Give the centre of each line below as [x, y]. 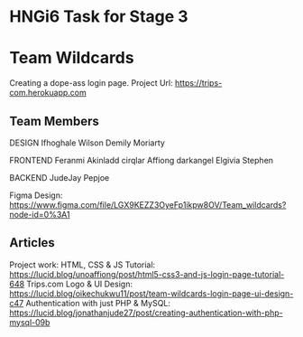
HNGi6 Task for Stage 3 [99, 17]
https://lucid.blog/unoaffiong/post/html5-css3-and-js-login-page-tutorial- [147, 274]
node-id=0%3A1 [40, 214]
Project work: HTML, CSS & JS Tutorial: [83, 265]
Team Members [54, 121]
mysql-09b [30, 322]
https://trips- [198, 83]
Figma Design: [36, 195]
